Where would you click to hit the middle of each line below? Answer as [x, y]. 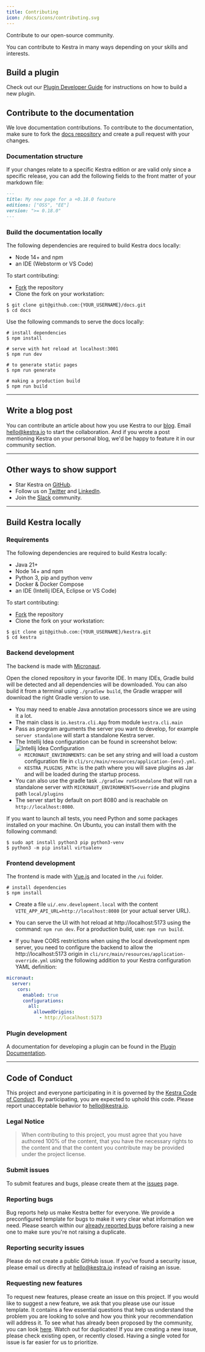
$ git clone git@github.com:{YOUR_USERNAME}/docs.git [76, 305]
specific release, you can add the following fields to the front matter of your [101, 176]
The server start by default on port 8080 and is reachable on [92, 800]
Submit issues [28, 1170]
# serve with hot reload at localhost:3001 [63, 349]
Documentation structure [45, 156]
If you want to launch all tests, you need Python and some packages [92, 818]
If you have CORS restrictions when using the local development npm [103, 941]
